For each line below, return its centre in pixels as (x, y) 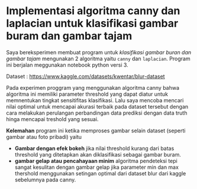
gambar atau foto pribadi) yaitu (44, 136)
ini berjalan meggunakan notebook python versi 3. (67, 65)
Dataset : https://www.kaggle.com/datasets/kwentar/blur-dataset (85, 76)
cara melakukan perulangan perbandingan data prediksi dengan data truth (97, 113)
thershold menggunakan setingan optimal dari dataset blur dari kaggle (100, 173)
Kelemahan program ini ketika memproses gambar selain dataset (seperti (96, 131)
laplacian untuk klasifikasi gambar (92, 23)
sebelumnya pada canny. (45, 180)
